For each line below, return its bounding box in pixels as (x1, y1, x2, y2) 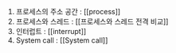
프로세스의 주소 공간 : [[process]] (15, 7, 121, 16)
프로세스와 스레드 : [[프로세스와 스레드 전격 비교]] (15, 17, 169, 26)
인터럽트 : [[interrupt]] (15, 27, 87, 36)
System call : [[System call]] (15, 36, 108, 45)
